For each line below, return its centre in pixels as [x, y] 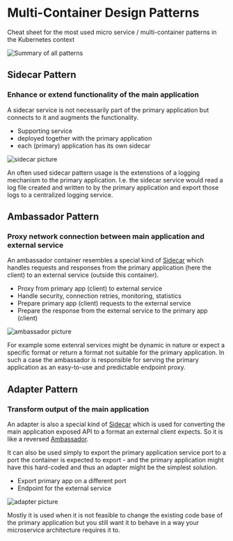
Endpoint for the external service [64, 488]
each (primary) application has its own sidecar [84, 146]
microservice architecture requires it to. [64, 530]
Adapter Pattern [43, 389]
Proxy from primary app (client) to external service [90, 289]
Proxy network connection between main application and [106, 236]
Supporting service [45, 131]
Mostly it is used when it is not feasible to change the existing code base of [115, 515]
